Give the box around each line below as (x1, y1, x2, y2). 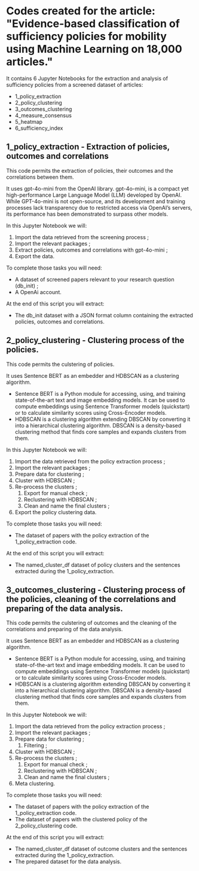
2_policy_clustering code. (14, 822, 78, 829)
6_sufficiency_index (14, 124, 63, 132)
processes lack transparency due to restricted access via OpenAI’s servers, (6, 204, 192, 211)
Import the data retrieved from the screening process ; (14, 233, 149, 240)
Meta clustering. (14, 780, 56, 787)
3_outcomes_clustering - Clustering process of (6, 585, 186, 595)
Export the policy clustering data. (14, 508, 97, 515)
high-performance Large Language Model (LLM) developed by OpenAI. (6, 191, 182, 198)
